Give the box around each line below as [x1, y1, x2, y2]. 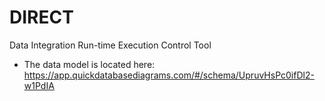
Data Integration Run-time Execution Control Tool [9, 39, 212, 51]
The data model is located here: [23, 58, 156, 70]
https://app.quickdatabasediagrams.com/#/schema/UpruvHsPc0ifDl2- [23, 69, 315, 81]
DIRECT [9, 6, 74, 29]
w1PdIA [23, 79, 55, 91]
